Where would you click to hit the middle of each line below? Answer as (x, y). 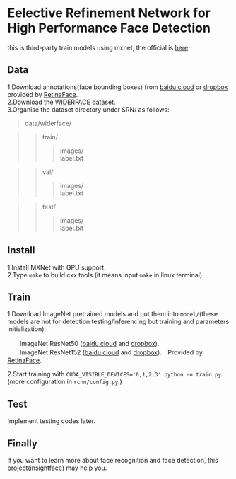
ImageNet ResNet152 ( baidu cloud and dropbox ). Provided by (111, 352)
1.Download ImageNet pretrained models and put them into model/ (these (113, 314)
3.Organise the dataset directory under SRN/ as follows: (88, 109)
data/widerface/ (48, 123)
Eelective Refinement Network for (109, 13)
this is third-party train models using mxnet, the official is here (98, 47)
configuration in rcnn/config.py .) (74, 382)
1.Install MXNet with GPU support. (57, 267)
